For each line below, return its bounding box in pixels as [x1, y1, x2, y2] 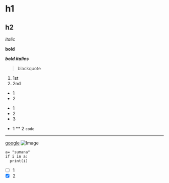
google [5, 140, 20, 146]
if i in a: [5, 154, 28, 159]
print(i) [10, 158, 28, 163]
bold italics [5, 56, 29, 62]
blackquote [17, 66, 41, 71]
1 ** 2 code [12, 126, 35, 131]
